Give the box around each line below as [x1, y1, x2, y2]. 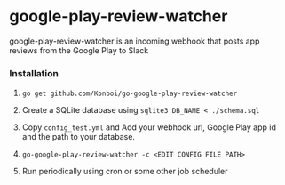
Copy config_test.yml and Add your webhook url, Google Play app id [21, 122, 277, 133]
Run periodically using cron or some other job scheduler [21, 166, 228, 177]
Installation [9, 67, 59, 79]
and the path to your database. [21, 132, 136, 142]
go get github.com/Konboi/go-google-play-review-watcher [21, 89, 238, 99]
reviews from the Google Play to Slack [9, 44, 149, 55]
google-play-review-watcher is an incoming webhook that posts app [9, 36, 260, 46]
